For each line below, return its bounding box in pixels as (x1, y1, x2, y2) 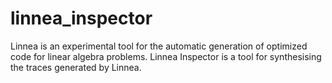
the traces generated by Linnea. (10, 61, 142, 73)
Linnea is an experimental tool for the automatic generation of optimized (10, 40, 308, 52)
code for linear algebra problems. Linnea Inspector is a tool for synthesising (10, 50, 322, 62)
